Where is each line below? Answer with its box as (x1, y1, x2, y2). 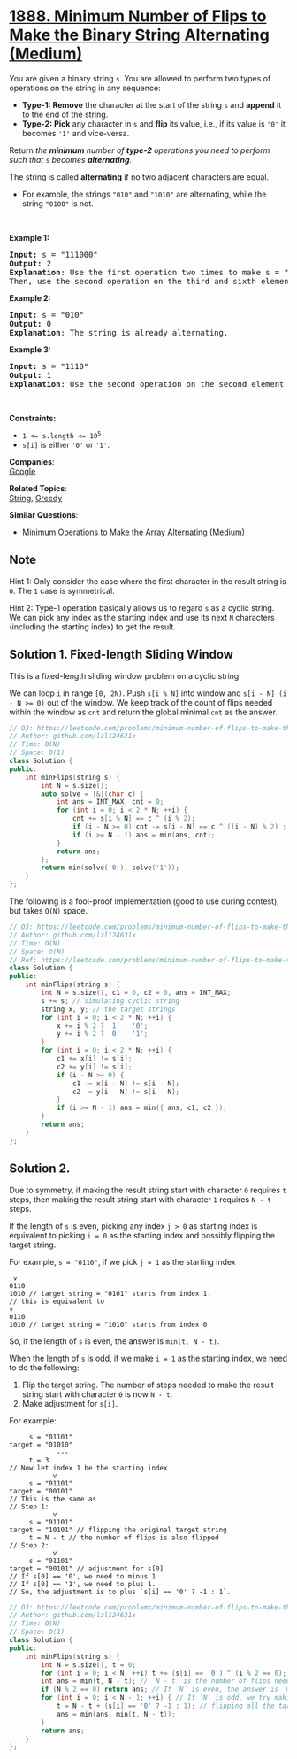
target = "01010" (9, 1440, 73, 1449)
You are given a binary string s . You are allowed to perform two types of (9, 73, 271, 83)
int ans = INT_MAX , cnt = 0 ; (56, 798, 164, 806)
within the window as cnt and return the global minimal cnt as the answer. (9, 706, 278, 717)
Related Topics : (9, 482, 68, 493)
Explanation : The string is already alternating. (9, 328, 229, 337)
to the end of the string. (21, 109, 109, 120)
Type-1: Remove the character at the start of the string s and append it (21, 99, 282, 110)
